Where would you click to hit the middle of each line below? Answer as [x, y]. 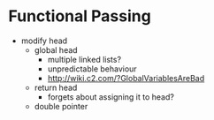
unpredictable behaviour [92, 69]
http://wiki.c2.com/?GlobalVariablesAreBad [126, 78]
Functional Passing [80, 16]
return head [56, 87]
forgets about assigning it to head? [111, 97]
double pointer [61, 106]
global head [56, 49]
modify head [44, 41]
